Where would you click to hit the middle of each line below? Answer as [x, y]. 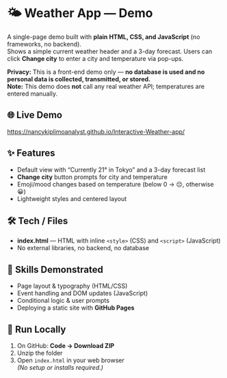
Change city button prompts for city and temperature [92, 177]
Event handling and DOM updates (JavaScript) [82, 293]
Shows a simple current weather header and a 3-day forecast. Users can [110, 51]
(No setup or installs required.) [60, 367]
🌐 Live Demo [35, 115]
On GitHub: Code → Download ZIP [66, 346]
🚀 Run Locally [37, 329]
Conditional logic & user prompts [63, 301]
